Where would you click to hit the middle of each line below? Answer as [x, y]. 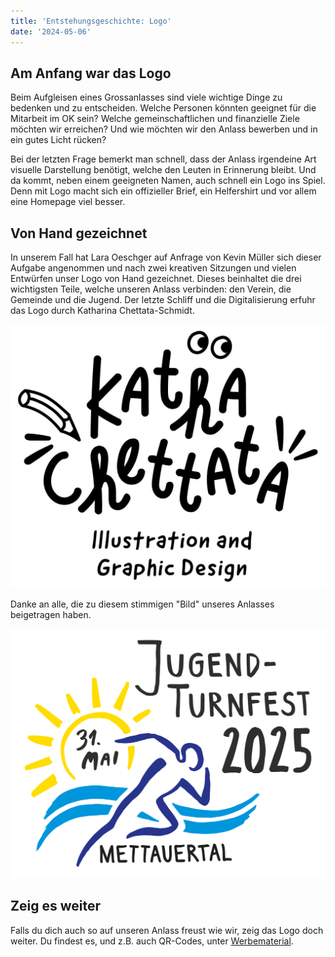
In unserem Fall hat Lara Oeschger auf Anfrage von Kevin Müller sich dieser [166, 257]
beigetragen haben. [51, 614]
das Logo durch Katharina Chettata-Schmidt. [102, 311]
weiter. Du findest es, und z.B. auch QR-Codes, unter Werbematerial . [152, 941]
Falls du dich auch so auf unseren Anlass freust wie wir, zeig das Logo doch [167, 930]
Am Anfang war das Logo [91, 73]
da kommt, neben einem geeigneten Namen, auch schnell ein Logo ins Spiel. [168, 181]
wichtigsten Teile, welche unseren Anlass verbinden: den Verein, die [151, 289]
